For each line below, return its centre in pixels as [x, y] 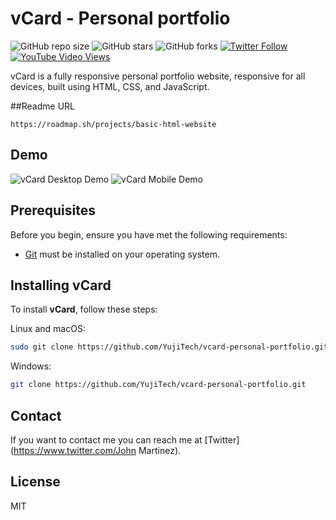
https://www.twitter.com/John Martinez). [97, 450]
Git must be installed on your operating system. [122, 254]
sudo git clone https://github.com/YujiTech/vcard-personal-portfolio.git [169, 347]
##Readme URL [42, 106]
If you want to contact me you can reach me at [106, 439]
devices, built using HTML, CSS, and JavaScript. [110, 86]
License [35, 482]
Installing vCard [61, 285]
